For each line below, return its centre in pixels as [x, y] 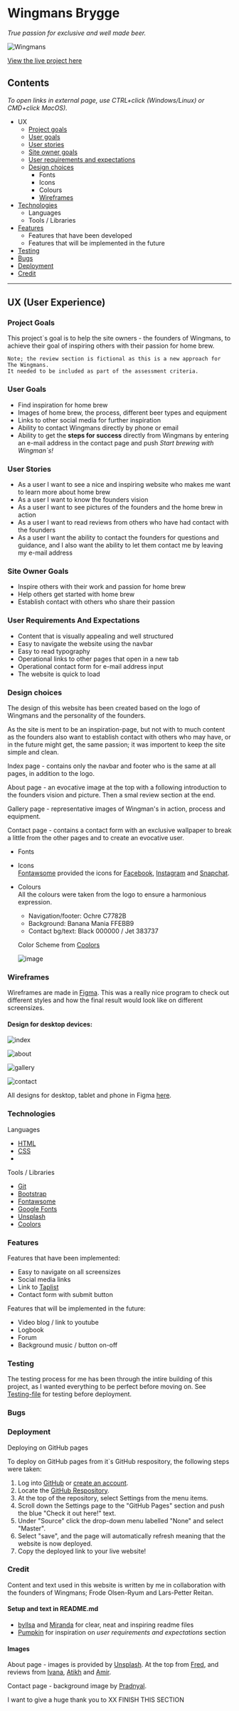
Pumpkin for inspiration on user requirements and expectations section [122, 1632]
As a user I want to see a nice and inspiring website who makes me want [124, 485]
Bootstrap [32, 1193]
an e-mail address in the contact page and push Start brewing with [116, 443]
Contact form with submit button [65, 1295]
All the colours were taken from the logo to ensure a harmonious [112, 894]
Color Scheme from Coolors [59, 944]
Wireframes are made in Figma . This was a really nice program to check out [118, 993]
